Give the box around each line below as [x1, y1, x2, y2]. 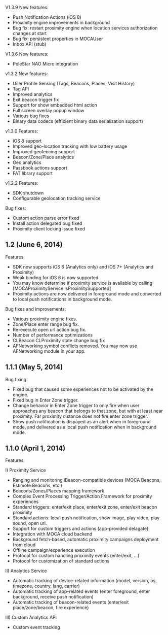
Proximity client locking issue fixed [12, 226, 85, 231]
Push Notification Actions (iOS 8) [12, 14, 82, 20]
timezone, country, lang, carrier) [12, 583, 80, 589]
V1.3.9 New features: [5, 5, 49, 10]
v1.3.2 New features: [5, 71, 48, 77]
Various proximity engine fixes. [12, 316, 77, 322]
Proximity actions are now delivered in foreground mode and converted [12, 290, 161, 296]
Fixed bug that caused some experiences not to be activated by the [12, 386, 153, 392]
